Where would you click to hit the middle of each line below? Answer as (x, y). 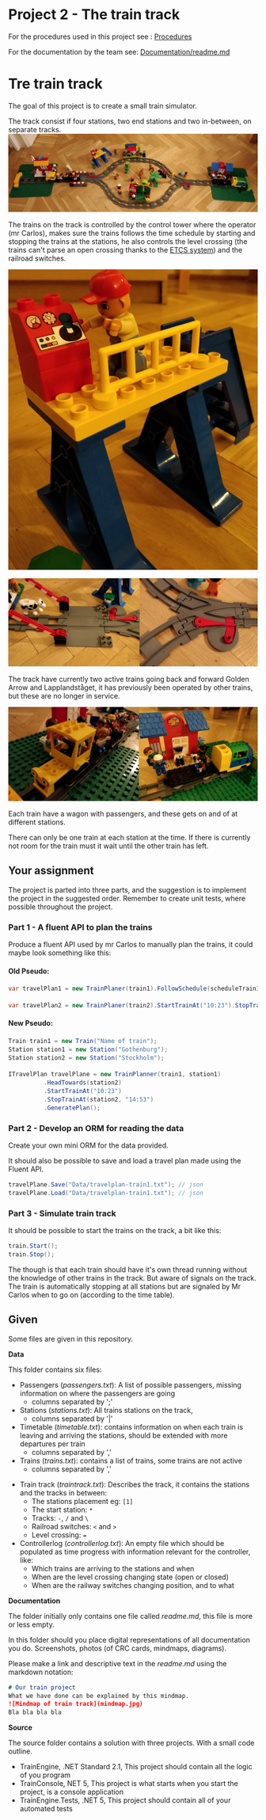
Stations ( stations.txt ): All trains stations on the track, (106, 1410)
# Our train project (42, 1687)
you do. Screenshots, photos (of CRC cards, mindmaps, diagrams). (118, 1648)
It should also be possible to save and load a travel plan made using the (125, 1161)
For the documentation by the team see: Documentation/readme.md (119, 51)
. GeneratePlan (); (72, 1108)
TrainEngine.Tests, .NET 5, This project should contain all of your (125, 1800)
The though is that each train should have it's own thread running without (128, 1270)
